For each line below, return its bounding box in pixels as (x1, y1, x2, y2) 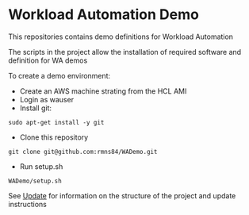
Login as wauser (19, 94, 74, 104)
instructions (8, 199, 48, 209)
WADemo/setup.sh (8, 177, 62, 185)
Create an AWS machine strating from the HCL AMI (19, 86, 187, 96)
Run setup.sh (19, 161, 63, 171)
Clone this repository (19, 132, 89, 142)
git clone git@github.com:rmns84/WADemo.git (8, 148, 158, 155)
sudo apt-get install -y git (8, 118, 105, 126)
